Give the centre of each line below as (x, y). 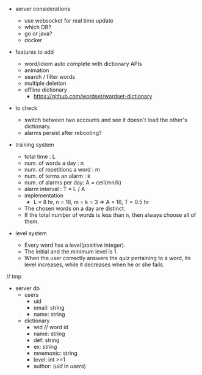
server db (27, 288)
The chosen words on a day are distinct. (75, 208)
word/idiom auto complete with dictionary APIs (83, 64)
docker (33, 40)
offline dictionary (45, 90)
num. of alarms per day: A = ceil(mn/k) (73, 182)
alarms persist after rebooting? (63, 133)
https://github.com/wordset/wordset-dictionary (93, 96)
